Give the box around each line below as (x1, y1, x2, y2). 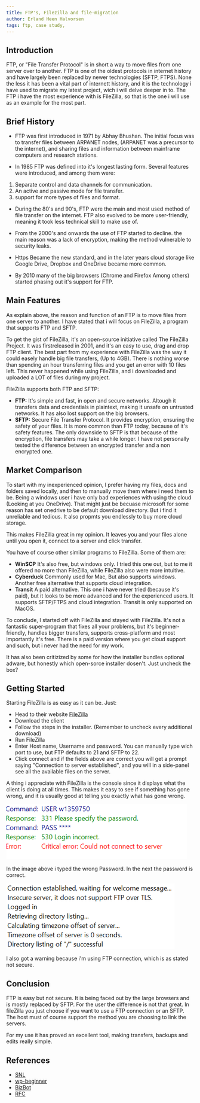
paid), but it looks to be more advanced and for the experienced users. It (14, 592, 194, 599)
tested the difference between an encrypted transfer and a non (14, 441, 170, 449)
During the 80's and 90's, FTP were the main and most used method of (14, 205, 190, 212)
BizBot (14, 1084, 32, 1091)
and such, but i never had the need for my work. (6, 642, 125, 649)
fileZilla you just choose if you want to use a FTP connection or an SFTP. (6, 1007, 184, 1014)
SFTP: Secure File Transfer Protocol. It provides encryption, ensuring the (14, 416, 195, 423)
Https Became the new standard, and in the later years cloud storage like (14, 254, 195, 261)
